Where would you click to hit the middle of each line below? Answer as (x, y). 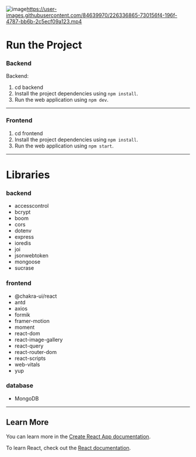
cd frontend (29, 133)
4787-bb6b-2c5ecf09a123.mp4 (44, 21)
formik (22, 315)
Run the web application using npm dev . (62, 100)
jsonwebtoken (31, 256)
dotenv (23, 231)
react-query (29, 346)
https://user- (42, 9)
